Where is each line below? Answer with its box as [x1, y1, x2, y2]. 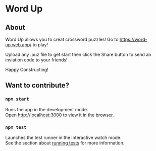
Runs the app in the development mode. [5, 106, 88, 112]
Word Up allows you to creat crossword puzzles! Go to [5, 36, 119, 42]
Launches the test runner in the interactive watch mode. [5, 134, 122, 140]
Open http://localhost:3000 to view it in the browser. [5, 112, 114, 118]
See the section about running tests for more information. [5, 139, 125, 146]
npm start [5, 96, 29, 102]
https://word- [119, 36, 147, 42]
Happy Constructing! [5, 66, 49, 72]
